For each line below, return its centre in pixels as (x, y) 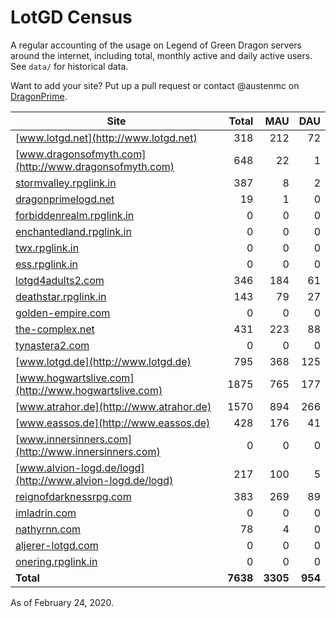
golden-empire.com (63, 313)
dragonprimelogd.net (65, 199)
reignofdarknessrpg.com (73, 496)
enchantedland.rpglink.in (73, 231)
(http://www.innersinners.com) (88, 451)
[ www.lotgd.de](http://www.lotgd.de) (103, 361)
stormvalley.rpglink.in (66, 183)
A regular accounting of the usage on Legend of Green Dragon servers (156, 45)
